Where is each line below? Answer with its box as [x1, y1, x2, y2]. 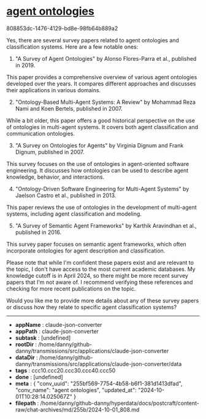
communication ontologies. [6, 130, 75, 137]
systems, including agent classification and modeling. [6, 210, 142, 217]
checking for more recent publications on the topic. [6, 284, 136, 292]
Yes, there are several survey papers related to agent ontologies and [6, 36, 180, 44]
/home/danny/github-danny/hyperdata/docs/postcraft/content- [40, 399, 200, 407]
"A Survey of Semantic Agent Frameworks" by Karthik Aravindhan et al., [15, 222, 197, 229]
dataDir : [15, 353, 38, 361]
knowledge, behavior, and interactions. [6, 173, 105, 181]
